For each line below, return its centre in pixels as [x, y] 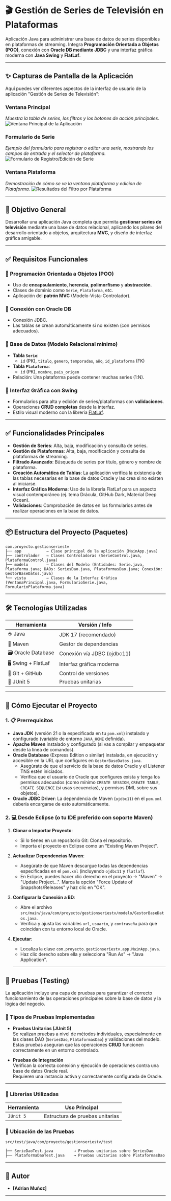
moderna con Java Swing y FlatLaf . [43, 55]
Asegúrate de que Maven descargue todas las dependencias [84, 866]
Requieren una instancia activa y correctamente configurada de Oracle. [88, 1076]
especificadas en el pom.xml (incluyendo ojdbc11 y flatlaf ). [83, 871]
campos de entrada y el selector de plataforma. [55, 153]
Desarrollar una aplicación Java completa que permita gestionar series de [83, 222]
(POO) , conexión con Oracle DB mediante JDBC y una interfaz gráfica [79, 50]
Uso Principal [81, 1107]
